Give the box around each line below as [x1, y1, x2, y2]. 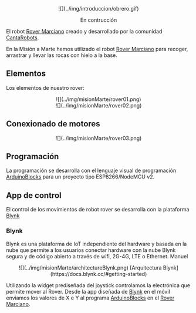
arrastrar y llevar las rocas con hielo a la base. [6, 52, 117, 59]
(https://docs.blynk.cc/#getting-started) [50, 270, 147, 277]
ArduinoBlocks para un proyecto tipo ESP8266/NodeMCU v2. [6, 173, 155, 180]
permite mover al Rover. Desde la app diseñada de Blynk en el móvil [6, 288, 170, 295]
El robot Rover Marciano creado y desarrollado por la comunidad [6, 28, 163, 35]
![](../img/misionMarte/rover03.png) [55, 134, 142, 142]
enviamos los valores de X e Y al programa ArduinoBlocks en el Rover [6, 294, 175, 301]
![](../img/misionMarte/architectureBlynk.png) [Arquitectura [18, 264, 162, 271]
